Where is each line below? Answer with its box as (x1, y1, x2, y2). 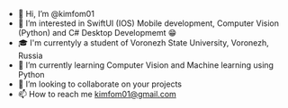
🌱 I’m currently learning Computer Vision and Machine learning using (17, 60, 274, 71)
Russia (17, 50, 43, 61)
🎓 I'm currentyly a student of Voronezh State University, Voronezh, (17, 37, 270, 48)
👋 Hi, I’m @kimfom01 (17, 9, 94, 19)
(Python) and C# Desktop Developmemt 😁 (17, 28, 177, 37)
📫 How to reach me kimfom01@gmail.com (17, 89, 177, 99)
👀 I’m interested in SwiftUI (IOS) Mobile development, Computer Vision (17, 18, 279, 29)
